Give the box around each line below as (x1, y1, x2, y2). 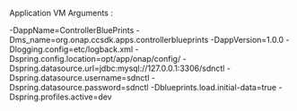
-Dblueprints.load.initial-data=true (150, 82, 277, 92)
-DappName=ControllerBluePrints (9, 25, 135, 35)
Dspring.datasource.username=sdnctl (9, 73, 150, 83)
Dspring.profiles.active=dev (9, 91, 112, 102)
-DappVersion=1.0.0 (210, 35, 284, 45)
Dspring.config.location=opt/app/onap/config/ (9, 54, 181, 64)
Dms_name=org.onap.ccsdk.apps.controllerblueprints (9, 35, 209, 45)
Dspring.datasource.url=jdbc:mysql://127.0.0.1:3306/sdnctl (9, 63, 225, 73)
